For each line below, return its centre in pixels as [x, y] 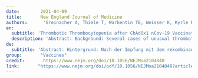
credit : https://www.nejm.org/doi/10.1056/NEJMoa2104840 [85, 60]
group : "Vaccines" [37, 55]
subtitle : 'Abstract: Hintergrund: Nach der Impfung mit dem [88, 50]
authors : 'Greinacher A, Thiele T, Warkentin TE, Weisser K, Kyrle [97, 22]
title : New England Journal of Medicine [64, 17]
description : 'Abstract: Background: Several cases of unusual [90, 39]
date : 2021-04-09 [37, 11]
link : [13, 66]
